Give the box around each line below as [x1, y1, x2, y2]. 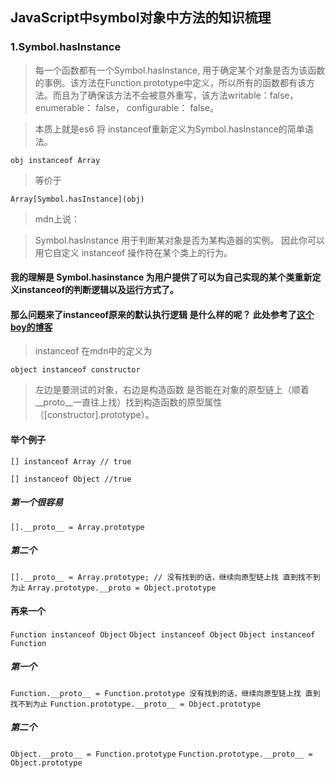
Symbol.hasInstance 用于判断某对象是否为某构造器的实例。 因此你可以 [34, 234, 326, 246]
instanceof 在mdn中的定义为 [34, 345, 153, 357]
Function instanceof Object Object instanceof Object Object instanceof [10, 629, 316, 640]
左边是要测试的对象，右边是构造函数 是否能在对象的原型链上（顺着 [34, 384, 310, 396]
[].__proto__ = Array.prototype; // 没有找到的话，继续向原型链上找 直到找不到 [10, 572, 321, 582]
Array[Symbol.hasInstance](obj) [10, 194, 145, 204]
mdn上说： [34, 213, 80, 225]
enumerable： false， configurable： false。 [34, 101, 219, 113]
